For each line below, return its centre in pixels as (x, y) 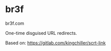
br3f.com (15, 23)
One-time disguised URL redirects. (41, 33)
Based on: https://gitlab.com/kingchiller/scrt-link (55, 43)
